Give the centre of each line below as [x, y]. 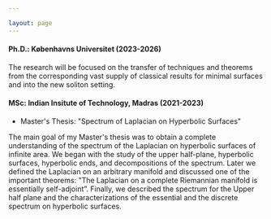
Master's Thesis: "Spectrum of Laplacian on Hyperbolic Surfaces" [131, 121]
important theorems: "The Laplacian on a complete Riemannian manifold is [133, 181]
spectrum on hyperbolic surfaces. [65, 206]
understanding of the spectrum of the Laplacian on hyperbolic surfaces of [132, 146]
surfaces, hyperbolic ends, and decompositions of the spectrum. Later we [132, 163]
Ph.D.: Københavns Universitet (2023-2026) [85, 49]
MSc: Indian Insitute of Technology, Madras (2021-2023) [106, 103]
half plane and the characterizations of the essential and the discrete [123, 198]
